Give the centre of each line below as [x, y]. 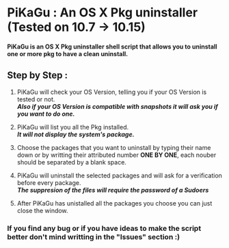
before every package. [49, 182]
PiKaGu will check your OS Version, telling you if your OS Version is [112, 92]
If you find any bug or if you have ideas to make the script [104, 228]
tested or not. [36, 99]
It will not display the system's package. [76, 134]
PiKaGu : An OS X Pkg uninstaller [103, 13]
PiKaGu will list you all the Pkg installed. [72, 127]
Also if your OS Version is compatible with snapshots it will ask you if [118, 106]
